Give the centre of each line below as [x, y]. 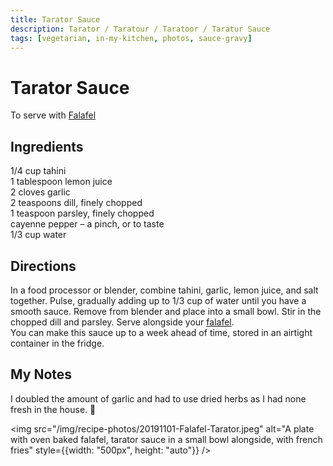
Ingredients [47, 146]
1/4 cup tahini [38, 171]
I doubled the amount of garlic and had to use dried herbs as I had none [158, 398]
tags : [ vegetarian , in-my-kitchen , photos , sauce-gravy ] [131, 38]
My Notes [41, 374]
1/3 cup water [38, 235]
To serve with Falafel [53, 115]
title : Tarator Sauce [55, 19]
